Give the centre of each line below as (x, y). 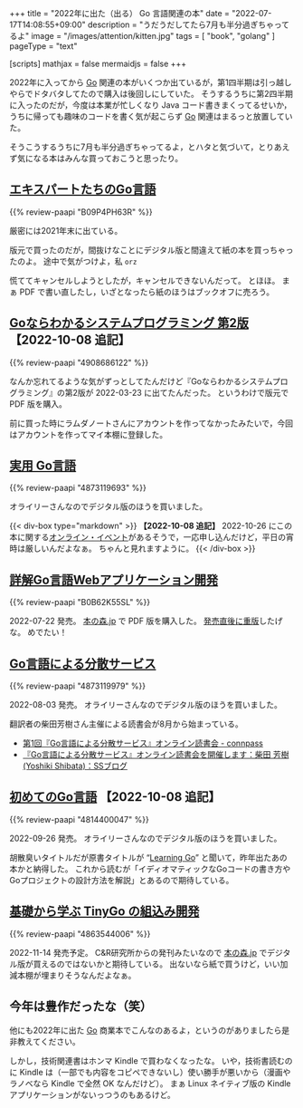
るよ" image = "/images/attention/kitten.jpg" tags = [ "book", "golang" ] (142, 36)
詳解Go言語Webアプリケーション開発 (114, 579)
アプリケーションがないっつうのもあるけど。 (93, 1094)
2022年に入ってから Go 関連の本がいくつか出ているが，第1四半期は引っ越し (151, 82)
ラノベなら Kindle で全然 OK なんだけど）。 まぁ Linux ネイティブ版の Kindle (150, 1083)
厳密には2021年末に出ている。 (66, 230)
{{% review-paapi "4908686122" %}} (79, 362)
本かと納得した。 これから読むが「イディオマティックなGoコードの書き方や (150, 869)
